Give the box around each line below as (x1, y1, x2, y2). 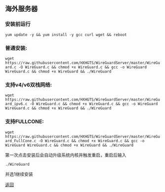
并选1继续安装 (5, 171, 33, 177)
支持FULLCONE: (5, 118, 44, 125)
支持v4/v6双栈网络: (5, 81, 52, 88)
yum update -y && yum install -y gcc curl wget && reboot (5, 32, 127, 37)
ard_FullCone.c (5, 138, 37, 143)
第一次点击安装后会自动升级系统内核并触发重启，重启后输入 (5, 152, 126, 158)
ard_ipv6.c (5, 102, 28, 107)
